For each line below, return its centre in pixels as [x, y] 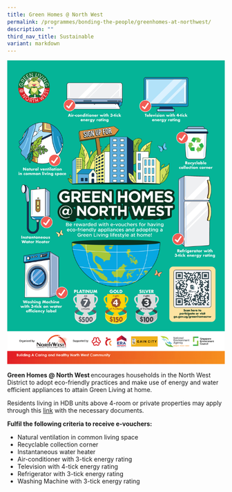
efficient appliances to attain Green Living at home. [80, 390]
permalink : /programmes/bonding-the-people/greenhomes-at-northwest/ [109, 22]
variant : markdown [33, 44]
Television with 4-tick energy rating [68, 466]
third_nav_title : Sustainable [51, 37]
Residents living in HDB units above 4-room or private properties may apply [115, 403]
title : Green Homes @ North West [55, 14]
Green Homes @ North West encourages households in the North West [109, 375]
